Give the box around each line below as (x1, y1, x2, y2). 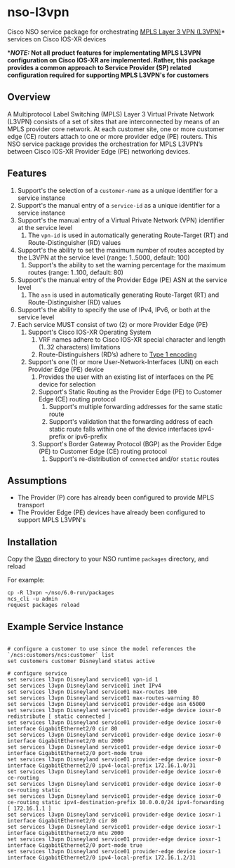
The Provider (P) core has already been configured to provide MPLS (17, 493, 215, 502)
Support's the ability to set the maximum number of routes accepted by (17, 246, 224, 254)
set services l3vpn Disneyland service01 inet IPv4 (7, 682, 161, 689)
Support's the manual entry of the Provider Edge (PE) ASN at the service (17, 275, 228, 284)
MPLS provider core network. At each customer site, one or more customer (7, 124, 224, 133)
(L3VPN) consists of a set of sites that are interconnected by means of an (7, 117, 220, 126)
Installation (7, 536, 58, 548)
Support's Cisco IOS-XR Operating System (27, 328, 152, 336)
